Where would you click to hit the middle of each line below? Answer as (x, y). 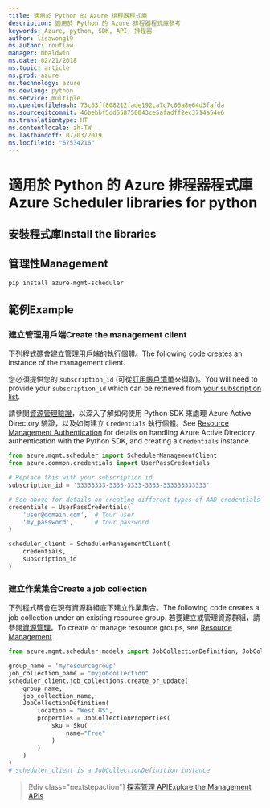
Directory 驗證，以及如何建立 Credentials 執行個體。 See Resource (119, 423)
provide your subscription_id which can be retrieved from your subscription (135, 388)
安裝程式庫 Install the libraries (82, 234)
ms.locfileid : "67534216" (51, 143)
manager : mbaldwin (39, 53)
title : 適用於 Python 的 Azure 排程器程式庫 (78, 16)
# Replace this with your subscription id (80, 478)
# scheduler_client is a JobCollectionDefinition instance (109, 771)
